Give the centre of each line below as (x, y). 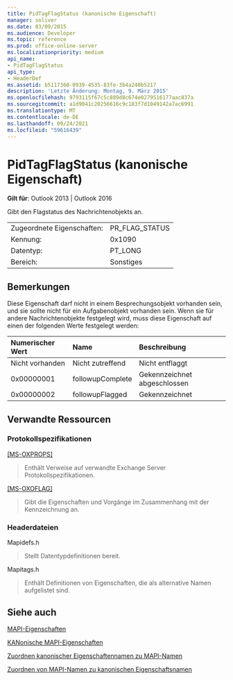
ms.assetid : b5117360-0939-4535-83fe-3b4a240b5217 (82, 85)
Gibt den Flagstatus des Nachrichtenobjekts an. (75, 212)
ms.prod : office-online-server (52, 46)
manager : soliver (32, 20)
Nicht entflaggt (163, 364)
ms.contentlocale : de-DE (43, 117)
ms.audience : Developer (42, 33)
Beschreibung (162, 347)
